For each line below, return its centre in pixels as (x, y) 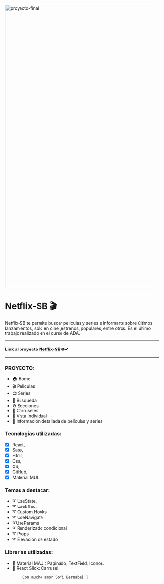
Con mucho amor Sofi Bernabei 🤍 (56, 577)
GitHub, (20, 472)
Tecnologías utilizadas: (33, 434)
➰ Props (20, 534)
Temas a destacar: (28, 490)
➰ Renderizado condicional (40, 528)
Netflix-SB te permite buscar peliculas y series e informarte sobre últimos (79, 323)
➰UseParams (26, 523)
